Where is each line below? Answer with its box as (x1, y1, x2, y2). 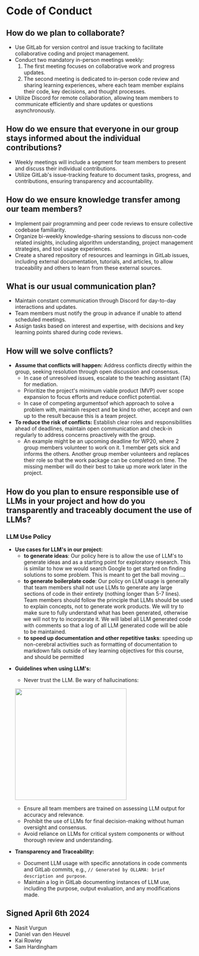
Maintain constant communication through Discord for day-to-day (14, 297, 176, 304)
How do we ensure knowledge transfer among (6, 195, 181, 205)
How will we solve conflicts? (6, 346, 113, 356)
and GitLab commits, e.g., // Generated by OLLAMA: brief (23, 866, 165, 873)
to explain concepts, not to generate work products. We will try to (23, 602, 184, 610)
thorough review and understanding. (23, 836, 113, 843)
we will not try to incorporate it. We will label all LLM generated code (23, 615, 192, 623)
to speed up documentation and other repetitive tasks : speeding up (23, 634, 193, 641)
